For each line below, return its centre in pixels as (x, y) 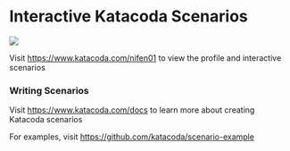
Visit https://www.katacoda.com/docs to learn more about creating (132, 110)
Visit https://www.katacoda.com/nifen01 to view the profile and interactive (145, 58)
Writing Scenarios (49, 90)
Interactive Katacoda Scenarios (128, 17)
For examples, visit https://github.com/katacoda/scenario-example (132, 137)
